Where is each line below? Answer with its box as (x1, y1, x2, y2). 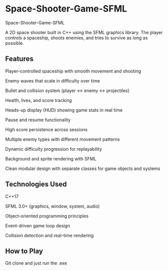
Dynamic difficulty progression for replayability (5, 146, 102, 152)
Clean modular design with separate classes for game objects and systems (5, 165, 160, 171)
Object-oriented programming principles (5, 213, 89, 219)
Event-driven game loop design (5, 222, 70, 229)
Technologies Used (5, 180, 67, 189)
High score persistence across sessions (5, 126, 88, 132)
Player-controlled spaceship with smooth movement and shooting (5, 68, 141, 74)
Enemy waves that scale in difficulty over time (5, 77, 100, 83)
